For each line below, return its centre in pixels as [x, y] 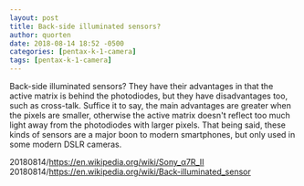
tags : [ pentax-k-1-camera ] [61, 60]
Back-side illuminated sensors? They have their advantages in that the [142, 86]
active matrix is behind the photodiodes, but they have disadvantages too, [149, 96]
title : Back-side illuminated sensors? [85, 26]
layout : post [34, 18]
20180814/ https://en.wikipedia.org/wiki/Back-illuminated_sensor [130, 171]
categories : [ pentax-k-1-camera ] [73, 52]
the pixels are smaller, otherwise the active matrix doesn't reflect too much [150, 115]
